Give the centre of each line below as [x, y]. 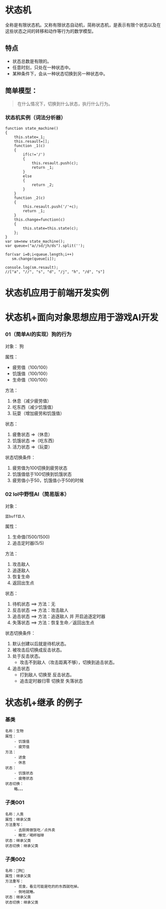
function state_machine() [32, 128]
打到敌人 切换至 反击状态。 [47, 675]
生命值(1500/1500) [31, 536]
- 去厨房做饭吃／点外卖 [35, 830]
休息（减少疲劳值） [32, 401]
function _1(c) [30, 146]
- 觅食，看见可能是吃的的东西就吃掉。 [48, 886]
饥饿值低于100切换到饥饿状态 [42, 474]
